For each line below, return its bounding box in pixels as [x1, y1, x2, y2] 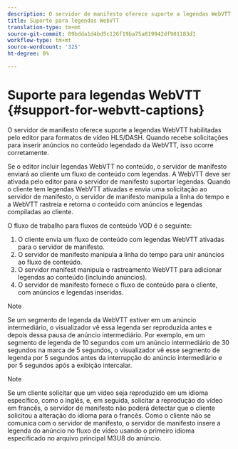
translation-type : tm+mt [7, 23, 81, 31]
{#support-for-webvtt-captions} [7, 102, 205, 118]
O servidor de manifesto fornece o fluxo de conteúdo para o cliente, [17, 280, 218, 289]
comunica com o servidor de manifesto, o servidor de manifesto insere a [7, 418, 221, 427]
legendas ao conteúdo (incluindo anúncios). [17, 273, 148, 281]
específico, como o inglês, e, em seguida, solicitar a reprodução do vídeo [7, 396, 223, 404]
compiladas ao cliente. [7, 207, 73, 216]
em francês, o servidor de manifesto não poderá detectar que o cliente [7, 403, 216, 412]
